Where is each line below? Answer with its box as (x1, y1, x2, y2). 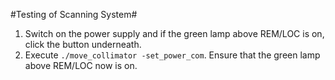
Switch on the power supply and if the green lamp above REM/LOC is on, (24, 28, 325, 39)
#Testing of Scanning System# (10, 9, 138, 20)
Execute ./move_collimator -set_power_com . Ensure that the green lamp (24, 49, 321, 61)
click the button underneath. (24, 39, 142, 50)
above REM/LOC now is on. (24, 60, 138, 71)
